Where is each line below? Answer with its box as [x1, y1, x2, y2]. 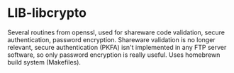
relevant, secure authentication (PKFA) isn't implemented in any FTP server [7, 43, 227, 51]
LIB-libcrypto [7, 5, 87, 21]
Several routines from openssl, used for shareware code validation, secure [7, 28, 225, 36]
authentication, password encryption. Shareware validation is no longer [7, 35, 216, 44]
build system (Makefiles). [7, 58, 82, 66]
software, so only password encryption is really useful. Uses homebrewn [7, 51, 221, 59]
